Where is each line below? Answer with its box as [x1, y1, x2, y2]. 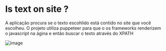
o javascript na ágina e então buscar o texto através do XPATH [5, 30, 134, 36]
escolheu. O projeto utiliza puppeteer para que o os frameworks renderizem [5, 25, 161, 31]
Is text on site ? [5, 3, 69, 15]
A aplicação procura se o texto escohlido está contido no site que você [5, 20, 151, 26]
